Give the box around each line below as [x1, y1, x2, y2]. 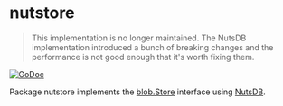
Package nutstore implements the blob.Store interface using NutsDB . [9, 86, 267, 97]
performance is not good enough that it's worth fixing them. [31, 51, 255, 62]
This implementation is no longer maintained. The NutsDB [31, 32, 247, 43]
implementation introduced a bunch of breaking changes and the [31, 41, 274, 52]
